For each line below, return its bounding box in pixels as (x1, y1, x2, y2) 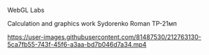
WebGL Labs (7, 6, 44, 14)
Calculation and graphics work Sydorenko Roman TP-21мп (7, 19, 177, 27)
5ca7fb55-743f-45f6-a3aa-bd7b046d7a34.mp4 (7, 40, 147, 48)
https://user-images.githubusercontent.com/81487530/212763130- (7, 33, 202, 41)
